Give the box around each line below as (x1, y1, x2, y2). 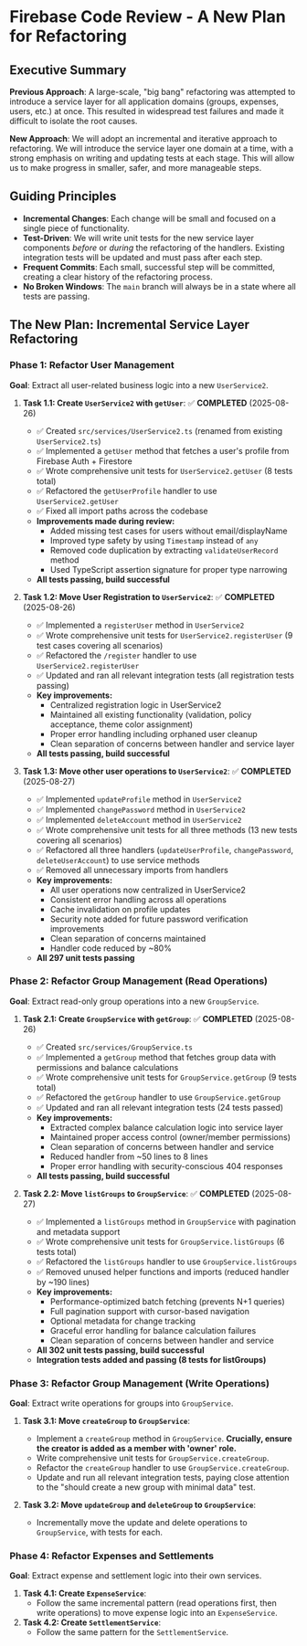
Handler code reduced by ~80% (49, 943, 172, 954)
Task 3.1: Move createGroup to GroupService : (22, 1416, 190, 1427)
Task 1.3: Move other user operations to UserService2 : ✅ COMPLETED (22, 765, 291, 776)
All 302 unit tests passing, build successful (36, 1345, 205, 1356)
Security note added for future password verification (49, 913, 249, 924)
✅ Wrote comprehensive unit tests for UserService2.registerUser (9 (36, 629, 293, 640)
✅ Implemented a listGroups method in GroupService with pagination (36, 1216, 297, 1227)
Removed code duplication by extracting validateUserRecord (49, 544, 279, 555)
